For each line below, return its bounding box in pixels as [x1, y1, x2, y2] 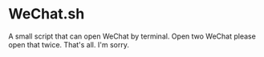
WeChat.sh [8, 5, 85, 23]
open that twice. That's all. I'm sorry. [8, 39, 130, 49]
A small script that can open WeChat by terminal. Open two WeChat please [8, 31, 257, 41]
